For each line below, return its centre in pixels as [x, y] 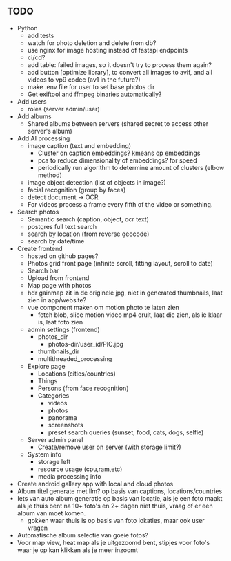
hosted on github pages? [63, 256]
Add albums [34, 116]
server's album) [50, 131]
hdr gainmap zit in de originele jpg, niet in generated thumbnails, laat [125, 293]
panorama [62, 417]
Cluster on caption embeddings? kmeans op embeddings [119, 153]
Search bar [43, 270]
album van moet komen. [51, 513]
